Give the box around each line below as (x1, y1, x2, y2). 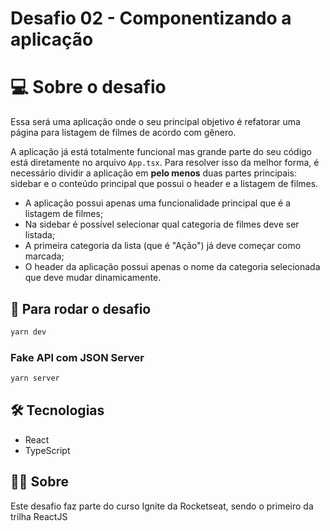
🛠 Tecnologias (10, 402, 105, 419)
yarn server (10, 373, 60, 384)
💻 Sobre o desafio (10, 76, 167, 99)
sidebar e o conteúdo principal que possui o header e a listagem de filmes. (10, 178, 319, 190)
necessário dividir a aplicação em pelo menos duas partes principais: (10, 167, 297, 179)
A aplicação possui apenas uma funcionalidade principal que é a (24, 197, 292, 209)
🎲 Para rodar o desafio (10, 300, 152, 317)
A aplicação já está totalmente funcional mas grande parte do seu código (10, 146, 313, 158)
